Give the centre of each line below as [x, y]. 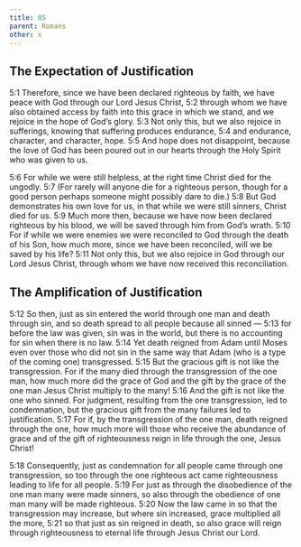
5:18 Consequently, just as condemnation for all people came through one [146, 465]
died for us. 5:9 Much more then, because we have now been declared [141, 216]
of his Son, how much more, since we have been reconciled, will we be [141, 245]
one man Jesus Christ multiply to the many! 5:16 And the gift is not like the [147, 390]
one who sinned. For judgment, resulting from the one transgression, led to [148, 400]
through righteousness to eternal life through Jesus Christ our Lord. [135, 533]
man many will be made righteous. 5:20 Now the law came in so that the [143, 504]
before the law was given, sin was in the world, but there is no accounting [146, 333]
